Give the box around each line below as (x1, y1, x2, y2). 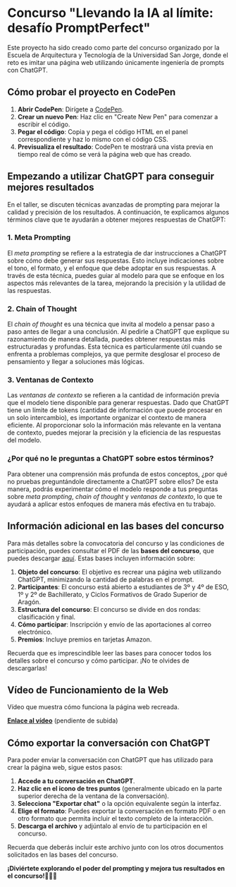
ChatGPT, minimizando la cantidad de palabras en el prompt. (17, 575, 194, 584)
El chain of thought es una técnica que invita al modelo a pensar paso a (7, 320, 215, 329)
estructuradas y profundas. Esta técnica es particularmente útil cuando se (7, 342, 223, 351)
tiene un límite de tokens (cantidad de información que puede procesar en (7, 406, 223, 414)
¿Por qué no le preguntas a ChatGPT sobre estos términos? (7, 454, 214, 464)
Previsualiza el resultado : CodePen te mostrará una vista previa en (17, 143, 213, 151)
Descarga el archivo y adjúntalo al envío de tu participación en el (17, 822, 208, 831)
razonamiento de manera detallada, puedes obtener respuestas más (7, 335, 206, 344)
